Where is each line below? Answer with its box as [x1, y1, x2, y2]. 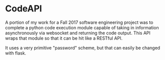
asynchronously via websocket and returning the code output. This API [5, 30, 151, 36]
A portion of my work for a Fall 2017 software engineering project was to [5, 19, 154, 25]
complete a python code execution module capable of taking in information [5, 24, 159, 30]
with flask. [5, 50, 26, 56]
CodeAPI [5, 3, 42, 14]
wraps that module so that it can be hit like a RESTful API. [5, 35, 123, 41]
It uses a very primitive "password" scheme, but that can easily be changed [5, 45, 161, 51]
